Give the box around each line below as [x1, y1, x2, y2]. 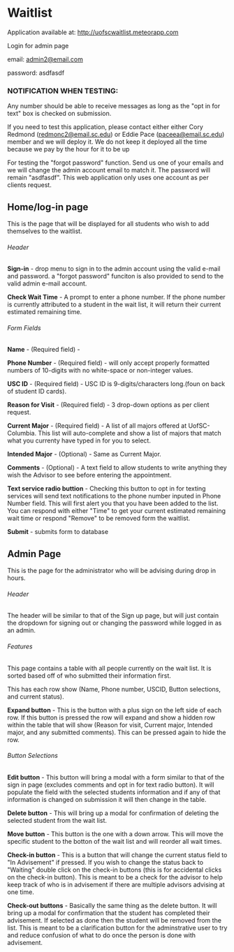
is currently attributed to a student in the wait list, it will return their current [7, 300, 221, 308]
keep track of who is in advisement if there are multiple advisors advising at [7, 880, 225, 888]
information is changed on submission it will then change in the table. [7, 795, 207, 803]
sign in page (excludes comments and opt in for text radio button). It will [7, 780, 214, 789]
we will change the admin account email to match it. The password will [7, 166, 211, 174]
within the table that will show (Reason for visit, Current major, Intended [7, 720, 213, 729]
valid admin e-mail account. [7, 279, 87, 288]
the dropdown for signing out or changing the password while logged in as [7, 619, 222, 627]
